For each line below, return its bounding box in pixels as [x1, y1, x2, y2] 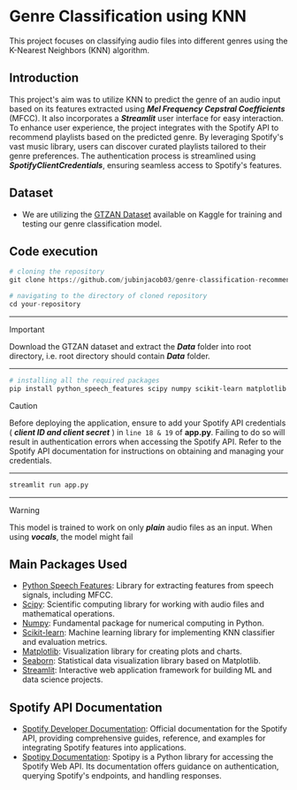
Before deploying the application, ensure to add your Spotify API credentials [9, 418, 286, 428]
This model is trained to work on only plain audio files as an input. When [9, 522, 273, 533]
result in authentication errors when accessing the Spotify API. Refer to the [9, 436, 282, 447]
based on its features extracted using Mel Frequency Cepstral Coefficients [9, 104, 286, 114]
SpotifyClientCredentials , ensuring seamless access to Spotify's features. [9, 159, 283, 170]
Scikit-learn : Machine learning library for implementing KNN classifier [21, 627, 276, 638]
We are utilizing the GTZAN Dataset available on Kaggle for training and [21, 209, 283, 219]
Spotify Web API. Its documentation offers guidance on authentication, [21, 761, 279, 771]
